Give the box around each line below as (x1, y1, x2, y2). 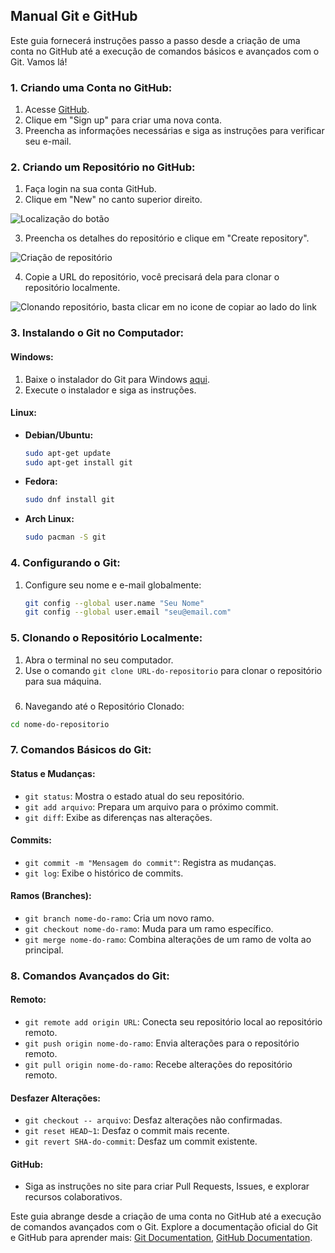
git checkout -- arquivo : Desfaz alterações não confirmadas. (24, 1114, 283, 1126)
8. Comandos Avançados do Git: (10, 969, 170, 983)
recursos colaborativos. (24, 1191, 123, 1203)
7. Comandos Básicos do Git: (10, 743, 152, 757)
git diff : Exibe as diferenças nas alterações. (24, 811, 213, 823)
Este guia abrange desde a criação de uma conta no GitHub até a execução (10, 1210, 322, 1223)
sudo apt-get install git (24, 457, 133, 468)
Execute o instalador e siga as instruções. (24, 384, 197, 396)
